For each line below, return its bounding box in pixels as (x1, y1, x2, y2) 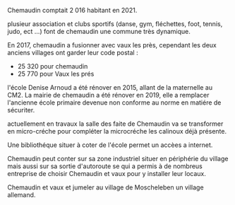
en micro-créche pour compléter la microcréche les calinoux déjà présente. (7, 127, 227, 135)
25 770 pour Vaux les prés (17, 70, 95, 78)
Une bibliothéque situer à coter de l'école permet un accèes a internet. (7, 141, 213, 149)
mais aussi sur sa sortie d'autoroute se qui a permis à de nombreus (7, 162, 203, 170)
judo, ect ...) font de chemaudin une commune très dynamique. (7, 28, 191, 35)
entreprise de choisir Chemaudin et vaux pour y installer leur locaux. (7, 170, 206, 177)
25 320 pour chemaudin (17, 62, 88, 70)
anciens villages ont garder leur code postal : (7, 49, 139, 57)
